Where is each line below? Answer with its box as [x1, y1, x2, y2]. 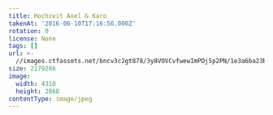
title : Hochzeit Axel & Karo [8, 11, 107, 20]
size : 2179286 [8, 65, 57, 73]
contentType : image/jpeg [8, 95, 93, 103]
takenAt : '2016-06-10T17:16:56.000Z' [8, 19, 136, 28]
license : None [8, 34, 57, 43]
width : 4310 [15, 79, 57, 87]
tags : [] [8, 42, 38, 50]
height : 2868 [15, 87, 60, 96]
